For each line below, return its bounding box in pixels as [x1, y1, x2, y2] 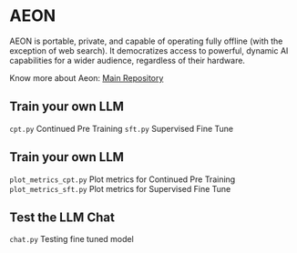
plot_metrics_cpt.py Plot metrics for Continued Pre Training [9, 174, 236, 185]
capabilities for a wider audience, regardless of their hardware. [9, 55, 246, 66]
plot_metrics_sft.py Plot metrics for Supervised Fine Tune [9, 183, 231, 194]
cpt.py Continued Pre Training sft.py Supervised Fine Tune [9, 123, 234, 134]
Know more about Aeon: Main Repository [9, 72, 164, 83]
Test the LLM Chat [9, 209, 116, 225]
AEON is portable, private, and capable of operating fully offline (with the [9, 35, 283, 46]
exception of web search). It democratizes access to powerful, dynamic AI [9, 45, 289, 56]
